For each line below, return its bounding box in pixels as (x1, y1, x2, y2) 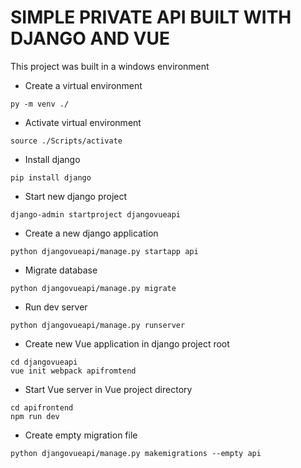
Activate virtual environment (24, 116, 142, 128)
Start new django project (24, 190, 128, 202)
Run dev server (24, 301, 88, 313)
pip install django (10, 172, 92, 183)
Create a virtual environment (24, 79, 143, 91)
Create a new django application (24, 227, 159, 239)
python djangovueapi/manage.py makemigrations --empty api (10, 448, 262, 458)
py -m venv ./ (10, 99, 70, 109)
